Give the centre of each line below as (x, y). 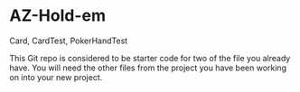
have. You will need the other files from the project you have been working (148, 68)
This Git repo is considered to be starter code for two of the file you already (150, 58)
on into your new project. (56, 77)
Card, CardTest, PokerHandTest (69, 41)
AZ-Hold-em (58, 16)
